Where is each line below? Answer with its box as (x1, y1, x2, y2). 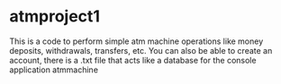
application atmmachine (9, 64, 99, 75)
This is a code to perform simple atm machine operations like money (9, 36, 264, 46)
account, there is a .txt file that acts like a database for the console (9, 55, 257, 65)
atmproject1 (9, 6, 101, 27)
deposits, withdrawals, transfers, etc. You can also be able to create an (9, 45, 273, 55)
